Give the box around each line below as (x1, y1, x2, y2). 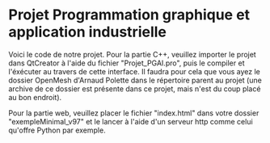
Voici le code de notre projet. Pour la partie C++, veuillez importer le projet (8, 49, 256, 59)
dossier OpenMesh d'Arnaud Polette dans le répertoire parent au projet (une (8, 75, 263, 85)
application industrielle (8, 23, 167, 41)
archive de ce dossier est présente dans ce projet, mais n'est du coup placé (8, 83, 261, 94)
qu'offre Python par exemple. (8, 125, 107, 135)
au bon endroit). (8, 92, 62, 102)
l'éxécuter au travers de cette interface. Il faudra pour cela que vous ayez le (8, 66, 261, 76)
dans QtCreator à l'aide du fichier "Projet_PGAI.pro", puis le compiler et (8, 58, 245, 68)
